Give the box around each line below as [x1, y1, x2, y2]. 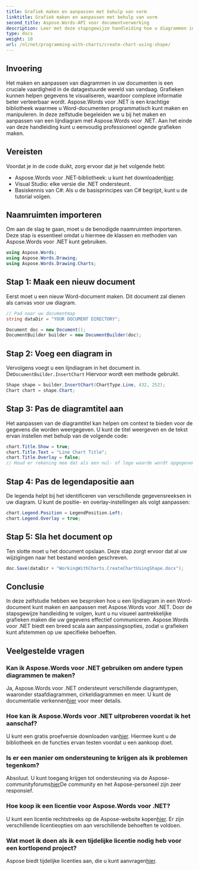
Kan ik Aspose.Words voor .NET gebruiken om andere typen [6, 663, 184, 672]
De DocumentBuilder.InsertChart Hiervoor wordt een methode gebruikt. [6, 370, 179, 378]
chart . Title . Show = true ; [6, 443, 70, 450]
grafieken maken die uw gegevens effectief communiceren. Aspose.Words [6, 616, 188, 623]
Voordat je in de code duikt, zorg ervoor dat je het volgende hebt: [6, 162, 166, 169]
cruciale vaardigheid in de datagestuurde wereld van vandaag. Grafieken [6, 85, 184, 92]
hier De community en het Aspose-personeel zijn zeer [50, 781, 182, 788]
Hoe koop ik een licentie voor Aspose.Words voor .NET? [6, 802, 171, 810]
